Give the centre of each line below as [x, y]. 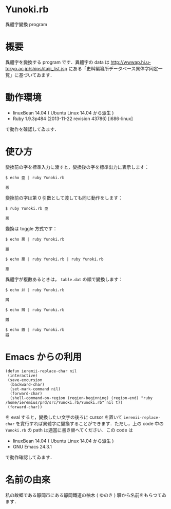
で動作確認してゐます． [30, 457]
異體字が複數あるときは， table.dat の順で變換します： [64, 279]
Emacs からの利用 [44, 357]
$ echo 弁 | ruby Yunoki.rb [35, 290]
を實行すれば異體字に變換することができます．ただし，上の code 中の [90, 423]
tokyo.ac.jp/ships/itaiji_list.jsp [36, 68]
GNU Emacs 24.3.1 [32, 446]
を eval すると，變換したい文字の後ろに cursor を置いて [64, 417]
